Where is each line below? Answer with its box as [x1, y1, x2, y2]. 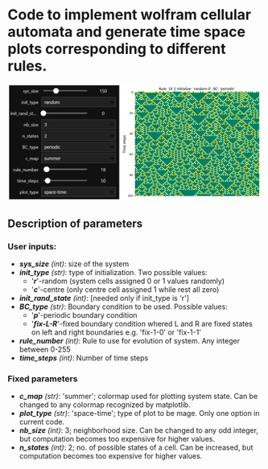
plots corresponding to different [7, 40, 226, 58]
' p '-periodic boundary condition [31, 310, 138, 319]
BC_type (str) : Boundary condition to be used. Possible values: [19, 302, 229, 311]
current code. [19, 417, 65, 427]
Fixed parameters [7, 372, 78, 384]
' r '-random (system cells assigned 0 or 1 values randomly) [31, 276, 225, 286]
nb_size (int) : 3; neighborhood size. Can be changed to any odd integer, [19, 426, 259, 435]
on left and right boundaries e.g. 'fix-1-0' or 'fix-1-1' [31, 327, 202, 337]
